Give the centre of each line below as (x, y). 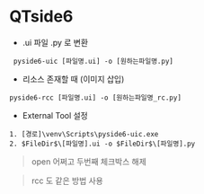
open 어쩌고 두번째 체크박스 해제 (89, 161)
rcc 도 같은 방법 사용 (67, 181)
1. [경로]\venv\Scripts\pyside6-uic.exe (84, 134)
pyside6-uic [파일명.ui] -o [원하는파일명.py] (93, 61)
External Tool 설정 (55, 115)
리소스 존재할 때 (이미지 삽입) (73, 79)
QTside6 (41, 17)
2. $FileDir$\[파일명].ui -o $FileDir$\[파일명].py (102, 144)
